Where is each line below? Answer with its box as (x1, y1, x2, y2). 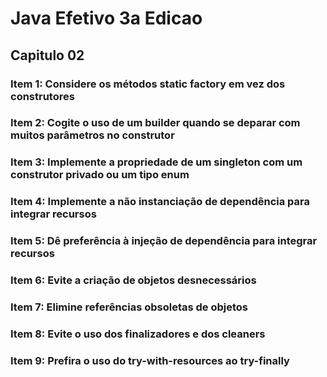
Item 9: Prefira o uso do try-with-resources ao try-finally (10, 353, 290, 367)
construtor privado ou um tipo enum (10, 168, 190, 182)
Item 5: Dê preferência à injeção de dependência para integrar (10, 234, 318, 248)
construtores (10, 89, 75, 103)
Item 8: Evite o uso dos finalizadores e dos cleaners (10, 327, 266, 341)
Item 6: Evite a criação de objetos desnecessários (10, 273, 257, 287)
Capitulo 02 (10, 47, 85, 64)
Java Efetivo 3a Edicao (10, 7, 203, 30)
